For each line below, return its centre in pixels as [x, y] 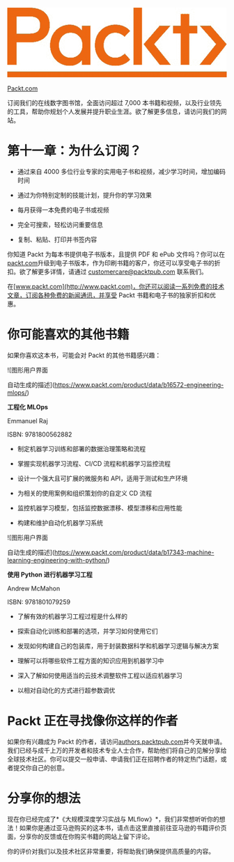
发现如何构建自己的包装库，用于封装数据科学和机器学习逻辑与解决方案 [118, 646]
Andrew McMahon [34, 588]
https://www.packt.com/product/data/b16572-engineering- [139, 385]
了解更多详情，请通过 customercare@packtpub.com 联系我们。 [116, 272]
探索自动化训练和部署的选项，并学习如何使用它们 [87, 632]
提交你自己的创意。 [40, 768]
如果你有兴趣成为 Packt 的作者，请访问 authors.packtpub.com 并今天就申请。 [117, 742]
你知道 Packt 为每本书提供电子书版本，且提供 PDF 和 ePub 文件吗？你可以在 [116, 254]
